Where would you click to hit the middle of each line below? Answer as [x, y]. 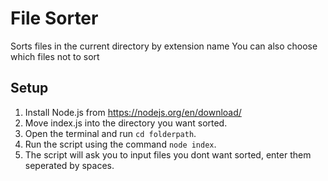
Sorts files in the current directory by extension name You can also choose [164, 46]
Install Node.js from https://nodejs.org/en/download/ [133, 112]
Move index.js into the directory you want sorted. [126, 123]
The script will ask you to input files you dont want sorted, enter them [168, 154]
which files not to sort [55, 56]
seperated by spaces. [69, 165]
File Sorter [54, 18]
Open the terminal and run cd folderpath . [110, 133]
